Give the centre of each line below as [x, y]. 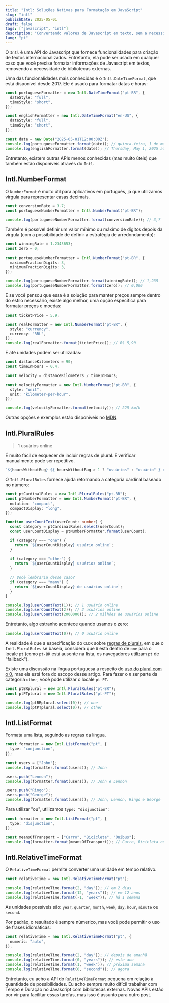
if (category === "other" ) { [40, 559]
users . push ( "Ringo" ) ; [28, 790]
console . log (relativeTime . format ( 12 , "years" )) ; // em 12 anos [73, 893]
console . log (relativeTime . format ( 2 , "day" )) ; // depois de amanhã [76, 955]
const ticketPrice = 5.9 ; [32, 315]
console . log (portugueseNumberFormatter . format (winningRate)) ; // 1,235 [82, 281]
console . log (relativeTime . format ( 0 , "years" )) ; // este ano [70, 960]
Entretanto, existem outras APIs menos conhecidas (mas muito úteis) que [81, 158]
